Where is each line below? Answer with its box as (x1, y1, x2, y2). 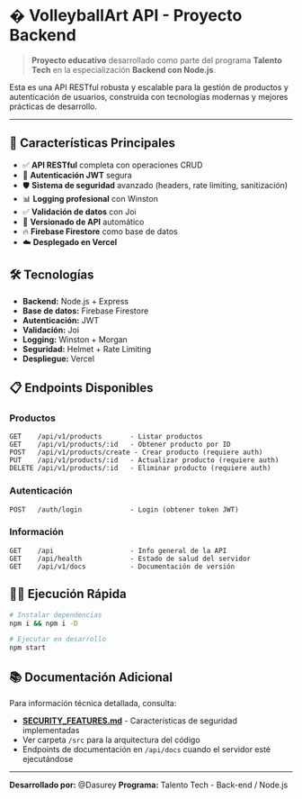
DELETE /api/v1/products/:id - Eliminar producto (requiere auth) (9, 464, 271, 473)
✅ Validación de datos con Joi (22, 206, 137, 217)
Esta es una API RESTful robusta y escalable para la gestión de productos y (9, 81, 289, 93)
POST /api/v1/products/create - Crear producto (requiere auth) (9, 448, 263, 458)
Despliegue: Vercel (22, 353, 95, 364)
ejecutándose (22, 753, 74, 764)
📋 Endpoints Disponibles (9, 380, 154, 395)
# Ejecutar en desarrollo (9, 635, 106, 644)
